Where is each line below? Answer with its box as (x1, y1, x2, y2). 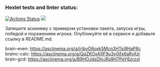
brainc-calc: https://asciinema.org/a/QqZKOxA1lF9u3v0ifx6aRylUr (5, 51, 141, 57)
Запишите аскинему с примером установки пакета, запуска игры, (5, 25, 146, 31)
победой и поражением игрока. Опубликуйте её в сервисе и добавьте (5, 31, 156, 37)
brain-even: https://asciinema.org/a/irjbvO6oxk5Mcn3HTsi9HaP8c (5, 46, 141, 52)
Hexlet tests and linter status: (5, 4, 78, 11)
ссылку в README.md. (5, 36, 53, 42)
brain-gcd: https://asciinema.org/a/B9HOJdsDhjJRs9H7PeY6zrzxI (5, 56, 140, 62)
